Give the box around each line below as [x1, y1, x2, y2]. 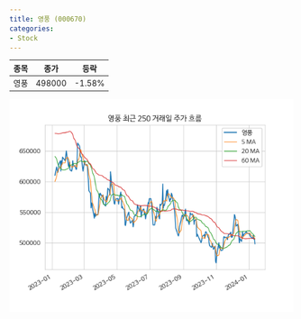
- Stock [9, 33, 39, 42]
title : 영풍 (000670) [9, 14, 87, 23]
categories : [9, 23, 54, 33]
